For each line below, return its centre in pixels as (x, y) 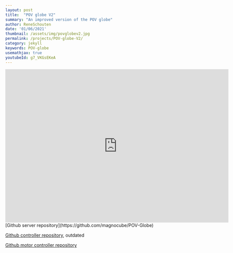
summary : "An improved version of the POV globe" (59, 19)
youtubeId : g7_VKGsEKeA (31, 57)
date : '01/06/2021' (26, 29)
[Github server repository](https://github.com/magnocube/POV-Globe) (80, 225)
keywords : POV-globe (27, 48)
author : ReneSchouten (28, 24)
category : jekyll (24, 43)
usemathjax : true (24, 53)
